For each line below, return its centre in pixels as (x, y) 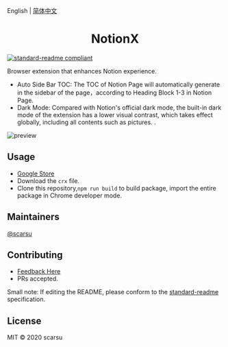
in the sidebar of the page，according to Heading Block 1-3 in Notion (114, 93)
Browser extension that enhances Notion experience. (82, 71)
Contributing (35, 255)
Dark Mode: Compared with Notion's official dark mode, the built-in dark (119, 107)
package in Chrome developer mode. (69, 195)
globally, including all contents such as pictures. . (86, 122)
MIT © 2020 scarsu (35, 337)
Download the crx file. (48, 180)
